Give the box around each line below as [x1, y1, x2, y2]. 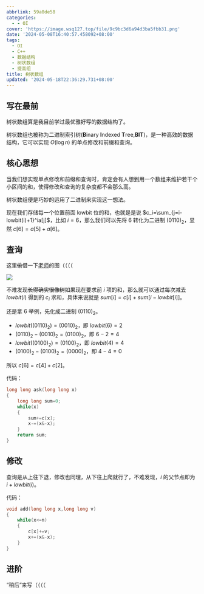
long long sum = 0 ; [17, 398, 61, 404]
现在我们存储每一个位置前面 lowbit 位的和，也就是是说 [6, 209, 141, 216]
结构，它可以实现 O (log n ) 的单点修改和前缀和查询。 [6, 138, 135, 146]
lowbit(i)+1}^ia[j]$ [6, 216, 50, 224]
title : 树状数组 [6, 71, 44, 77]
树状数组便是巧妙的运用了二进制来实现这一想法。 [6, 196, 129, 203]
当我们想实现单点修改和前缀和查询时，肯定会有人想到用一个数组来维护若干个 [6, 175, 198, 182]
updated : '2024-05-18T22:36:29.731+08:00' [6, 77, 115, 83]
